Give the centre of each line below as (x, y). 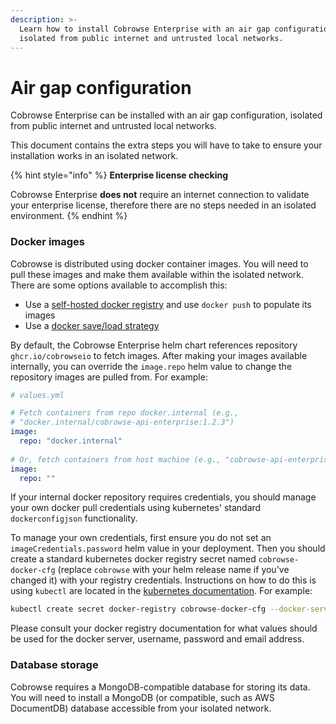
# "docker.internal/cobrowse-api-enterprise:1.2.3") (122, 422)
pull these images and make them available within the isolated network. (157, 274)
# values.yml (37, 395)
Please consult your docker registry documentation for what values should (164, 628)
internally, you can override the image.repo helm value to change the (151, 366)
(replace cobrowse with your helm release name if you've (173, 570)
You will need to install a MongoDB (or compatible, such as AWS (142, 697)
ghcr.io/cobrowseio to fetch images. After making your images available (159, 355)
